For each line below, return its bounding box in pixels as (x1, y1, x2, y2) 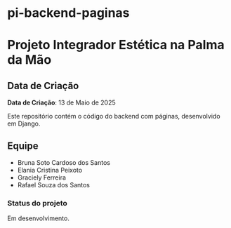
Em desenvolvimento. (7, 214, 70, 222)
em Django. (7, 119, 41, 128)
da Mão (7, 52, 52, 68)
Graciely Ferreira (17, 173, 67, 182)
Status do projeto (7, 198, 68, 208)
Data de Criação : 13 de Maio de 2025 (7, 98, 116, 107)
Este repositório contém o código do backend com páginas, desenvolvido (7, 112, 220, 121)
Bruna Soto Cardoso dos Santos (17, 159, 111, 166)
